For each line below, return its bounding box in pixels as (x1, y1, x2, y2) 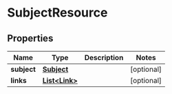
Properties (7, 32, 54, 44)
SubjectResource (7, 5, 108, 21)
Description (84, 53, 124, 62)
